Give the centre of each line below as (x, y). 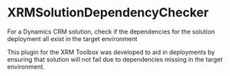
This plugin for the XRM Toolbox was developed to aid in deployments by (111, 52)
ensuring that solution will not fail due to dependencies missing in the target (115, 59)
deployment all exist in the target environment (73, 38)
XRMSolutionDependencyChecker (108, 13)
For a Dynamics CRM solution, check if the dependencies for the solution (111, 31)
